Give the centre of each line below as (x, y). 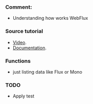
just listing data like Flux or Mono (48, 72)
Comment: (19, 7)
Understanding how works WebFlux (50, 18)
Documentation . (30, 48)
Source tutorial (24, 31)
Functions (18, 61)
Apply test (24, 96)
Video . (20, 42)
